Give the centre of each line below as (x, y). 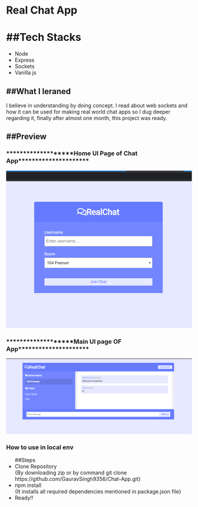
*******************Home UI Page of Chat (72, 153)
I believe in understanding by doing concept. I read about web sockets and (97, 105)
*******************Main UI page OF (64, 341)
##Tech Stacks (44, 38)
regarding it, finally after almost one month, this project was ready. (87, 118)
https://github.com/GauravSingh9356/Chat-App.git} (77, 479)
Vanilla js (25, 73)
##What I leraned (39, 91)
